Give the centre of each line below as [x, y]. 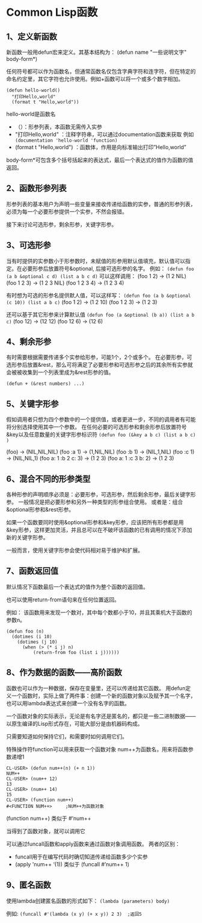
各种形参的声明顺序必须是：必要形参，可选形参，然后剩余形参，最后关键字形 [101, 495]
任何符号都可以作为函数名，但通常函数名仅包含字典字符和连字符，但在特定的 [101, 71]
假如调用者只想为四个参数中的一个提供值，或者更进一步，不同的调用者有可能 [101, 419]
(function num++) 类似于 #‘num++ [49, 818]
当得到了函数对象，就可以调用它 [46, 831]
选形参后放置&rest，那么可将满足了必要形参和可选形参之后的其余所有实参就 [100, 365]
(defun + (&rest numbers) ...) [45, 384]
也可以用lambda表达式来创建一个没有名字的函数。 [68, 703]
